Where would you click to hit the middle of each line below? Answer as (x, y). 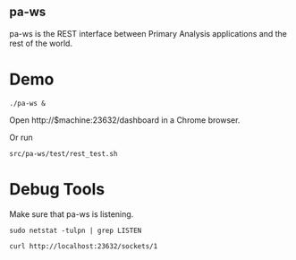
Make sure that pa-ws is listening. (72, 214)
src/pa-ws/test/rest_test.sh (63, 153)
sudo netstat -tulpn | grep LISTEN (76, 230)
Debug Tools (57, 189)
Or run (21, 137)
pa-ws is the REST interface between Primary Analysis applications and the (148, 33)
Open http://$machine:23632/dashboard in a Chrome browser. (125, 120)
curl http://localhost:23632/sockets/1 (84, 246)
